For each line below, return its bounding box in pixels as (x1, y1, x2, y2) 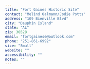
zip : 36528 (5, 30, 27, 34)
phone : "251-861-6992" (5, 39, 51, 44)
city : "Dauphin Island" (5, 20, 54, 26)
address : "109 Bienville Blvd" (5, 16, 69, 21)
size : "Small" (5, 43, 34, 48)
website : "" (5, 48, 29, 52)
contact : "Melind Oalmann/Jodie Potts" (5, 12, 86, 17)
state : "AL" (5, 25, 29, 30)
